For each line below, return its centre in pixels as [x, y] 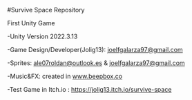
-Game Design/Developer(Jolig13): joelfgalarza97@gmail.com [95, 50]
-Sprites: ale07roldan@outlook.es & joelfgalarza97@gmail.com [96, 63]
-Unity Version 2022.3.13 [42, 36]
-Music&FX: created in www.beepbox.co [65, 76]
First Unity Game [31, 23]
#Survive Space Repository [46, 10]
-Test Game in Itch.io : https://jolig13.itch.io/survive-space [89, 89]
